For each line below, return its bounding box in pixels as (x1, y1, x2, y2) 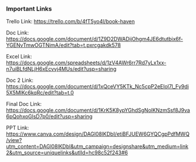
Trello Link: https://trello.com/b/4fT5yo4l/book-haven (6, 18, 135, 25)
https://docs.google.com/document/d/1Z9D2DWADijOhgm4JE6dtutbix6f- (6, 36, 183, 43)
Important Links (6, 5, 52, 13)
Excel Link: (6, 53, 32, 60)
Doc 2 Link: (6, 77, 34, 84)
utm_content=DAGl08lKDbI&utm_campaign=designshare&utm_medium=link (6, 143, 189, 150)
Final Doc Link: (6, 101, 42, 108)
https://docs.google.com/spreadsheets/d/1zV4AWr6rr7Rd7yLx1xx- (6, 59, 167, 66)
